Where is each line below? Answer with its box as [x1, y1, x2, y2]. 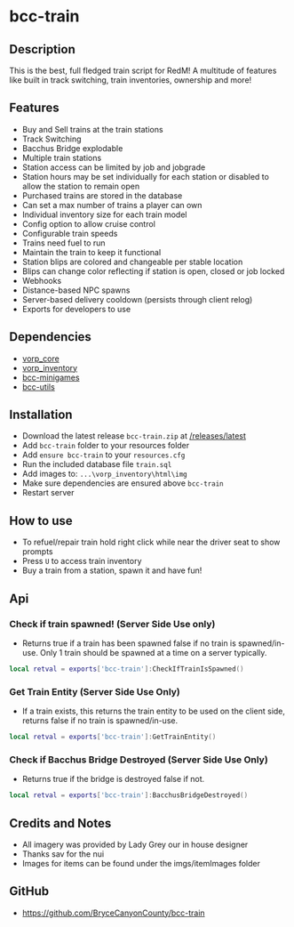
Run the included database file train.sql [21, 459, 172, 470]
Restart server [21, 488, 75, 498]
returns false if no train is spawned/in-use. [21, 715, 179, 726]
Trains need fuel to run [21, 238, 106, 248]
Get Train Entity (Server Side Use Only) [9, 685, 180, 697]
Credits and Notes [9, 816, 112, 831]
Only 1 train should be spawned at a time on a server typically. [39, 647, 267, 657]
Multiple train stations [21, 152, 102, 163]
